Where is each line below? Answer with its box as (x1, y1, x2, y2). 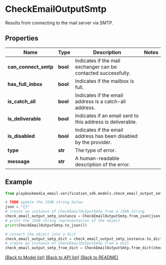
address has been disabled (75, 132, 138, 139)
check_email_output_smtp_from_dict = (5, 246, 83, 251)
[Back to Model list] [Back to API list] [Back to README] (5, 255, 119, 261)
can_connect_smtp (7, 63, 53, 70)
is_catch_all (7, 98, 36, 105)
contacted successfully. (75, 69, 131, 76)
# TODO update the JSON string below (5, 200, 83, 205)
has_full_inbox (7, 81, 43, 88)
